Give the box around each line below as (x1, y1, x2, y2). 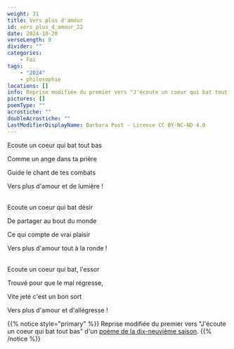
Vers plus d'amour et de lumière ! (7, 182, 104, 190)
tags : (7, 63, 23, 70)
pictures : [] (7, 96, 46, 103)
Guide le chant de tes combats (7, 168, 96, 177)
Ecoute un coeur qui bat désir (7, 203, 93, 211)
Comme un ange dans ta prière (7, 154, 97, 163)
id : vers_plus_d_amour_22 (7, 23, 83, 30)
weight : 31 (7, 10, 39, 18)
